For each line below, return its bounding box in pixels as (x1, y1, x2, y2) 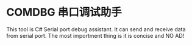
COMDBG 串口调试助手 (6, 5, 122, 19)
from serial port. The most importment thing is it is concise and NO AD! (6, 32, 185, 39)
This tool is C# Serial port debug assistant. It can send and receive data (6, 25, 186, 33)
